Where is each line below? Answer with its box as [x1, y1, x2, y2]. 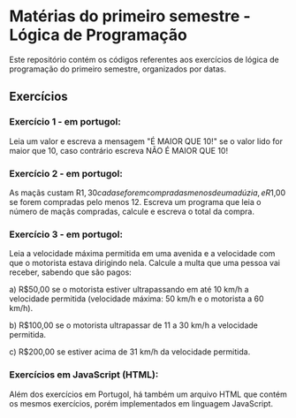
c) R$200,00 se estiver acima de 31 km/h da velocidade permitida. [9, 346, 251, 357]
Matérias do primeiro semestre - [9, 6, 251, 27]
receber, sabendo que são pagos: [9, 267, 133, 277]
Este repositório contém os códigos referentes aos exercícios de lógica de [9, 54, 280, 65]
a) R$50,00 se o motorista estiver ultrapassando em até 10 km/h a [9, 285, 249, 295]
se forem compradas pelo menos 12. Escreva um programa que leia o [9, 196, 262, 207]
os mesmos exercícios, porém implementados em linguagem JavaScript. [9, 398, 274, 408]
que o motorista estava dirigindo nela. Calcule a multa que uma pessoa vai [9, 258, 281, 269]
